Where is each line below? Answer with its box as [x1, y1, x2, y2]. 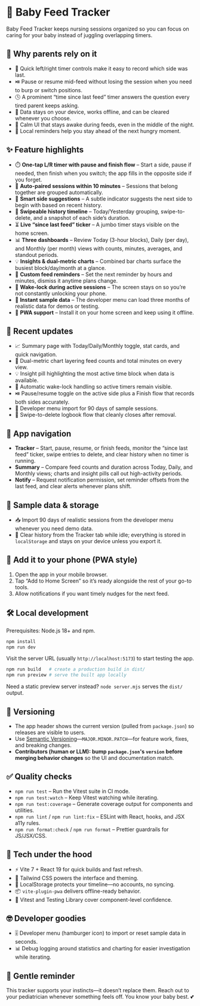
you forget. [14, 176, 42, 183]
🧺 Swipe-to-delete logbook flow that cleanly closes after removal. [14, 411, 177, 419]
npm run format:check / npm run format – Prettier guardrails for [14, 826, 169, 833]
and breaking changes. [14, 741, 72, 749]
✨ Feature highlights [6, 145, 84, 155]
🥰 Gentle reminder [6, 971, 75, 981]
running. [14, 457, 36, 465]
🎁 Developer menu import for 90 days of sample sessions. [14, 405, 158, 412]
